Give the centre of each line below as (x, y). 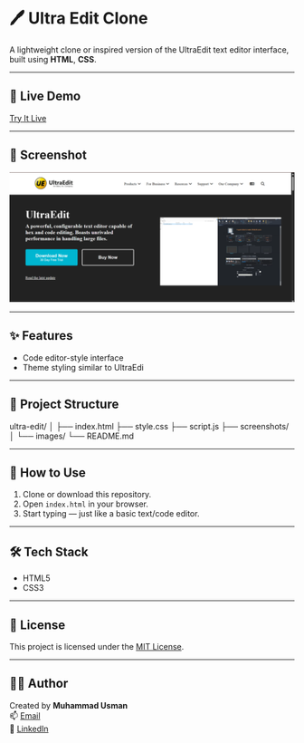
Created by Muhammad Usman (69, 705)
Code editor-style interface (73, 357)
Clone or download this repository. (87, 495)
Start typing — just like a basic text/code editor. (111, 514)
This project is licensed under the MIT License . (97, 646)
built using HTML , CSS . (53, 59)
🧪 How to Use (47, 473)
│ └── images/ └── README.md (71, 436)
